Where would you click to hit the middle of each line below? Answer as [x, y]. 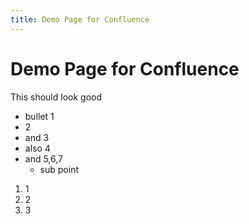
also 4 [37, 148]
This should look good [56, 97]
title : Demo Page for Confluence [80, 19]
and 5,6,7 [44, 158]
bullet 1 [39, 116]
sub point [59, 169]
